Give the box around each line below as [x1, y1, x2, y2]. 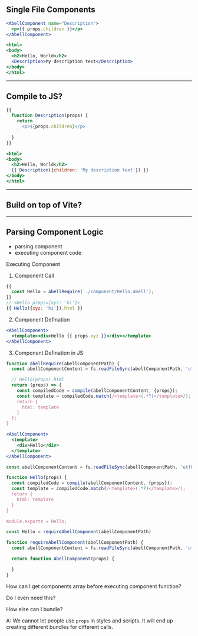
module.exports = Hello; [6, 518, 67, 524]
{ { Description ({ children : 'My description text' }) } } [11, 167, 149, 173]
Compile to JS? [6, 92, 63, 102]
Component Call [14, 272, 54, 279]
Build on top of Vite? [6, 200, 82, 210]
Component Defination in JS [14, 349, 84, 356]
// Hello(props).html [11, 377, 65, 383]
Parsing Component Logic [6, 227, 104, 237]
